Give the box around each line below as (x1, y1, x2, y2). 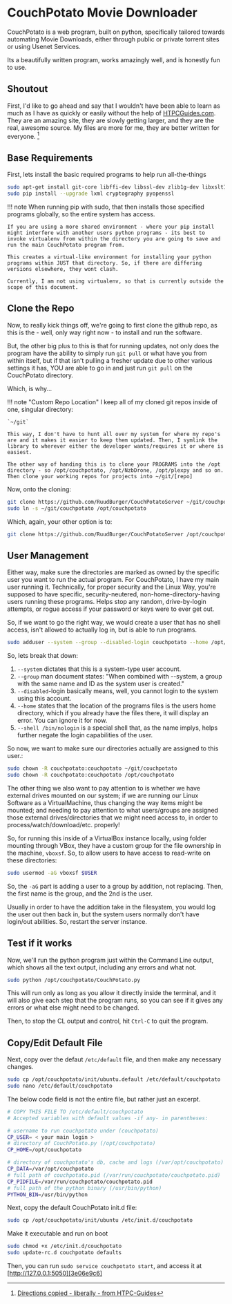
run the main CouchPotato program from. (7, 241, 126, 248)
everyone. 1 (7, 131, 40, 140)
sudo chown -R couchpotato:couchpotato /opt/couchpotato (7, 771, 175, 778)
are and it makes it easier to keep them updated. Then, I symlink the (7, 437, 217, 444)
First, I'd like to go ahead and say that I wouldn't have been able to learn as (7, 102, 221, 110)
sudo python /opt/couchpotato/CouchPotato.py (7, 976, 140, 983)
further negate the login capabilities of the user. (17, 731, 153, 739)
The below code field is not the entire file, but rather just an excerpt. (7, 1095, 201, 1103)
